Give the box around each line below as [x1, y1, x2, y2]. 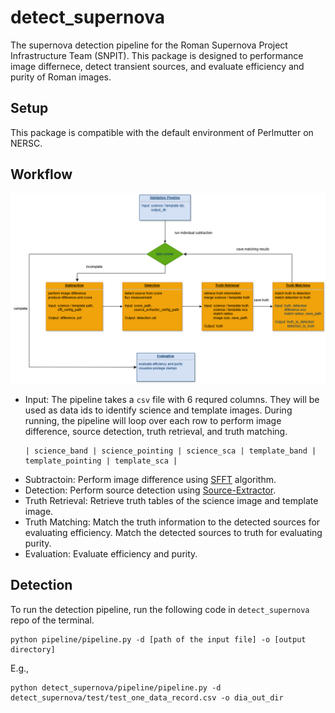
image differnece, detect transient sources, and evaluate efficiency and [10, 60, 305, 72]
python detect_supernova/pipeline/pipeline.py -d [10, 682, 222, 693]
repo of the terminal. [10, 614, 95, 626]
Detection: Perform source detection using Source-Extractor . [24, 484, 277, 496]
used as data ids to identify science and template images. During [24, 404, 293, 416]
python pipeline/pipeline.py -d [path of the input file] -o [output [10, 634, 307, 645]
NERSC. [10, 137, 43, 149]
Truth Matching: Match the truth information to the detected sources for [24, 516, 321, 528]
